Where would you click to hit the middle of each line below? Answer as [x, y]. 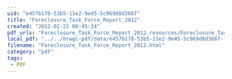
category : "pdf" [30, 52]
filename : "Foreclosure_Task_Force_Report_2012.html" [86, 45]
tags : [15, 58]
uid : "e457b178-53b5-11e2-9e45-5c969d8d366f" [74, 13]
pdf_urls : [21, 33]
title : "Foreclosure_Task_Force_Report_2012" [74, 20]
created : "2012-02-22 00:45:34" [54, 26]
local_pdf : [23, 39]
